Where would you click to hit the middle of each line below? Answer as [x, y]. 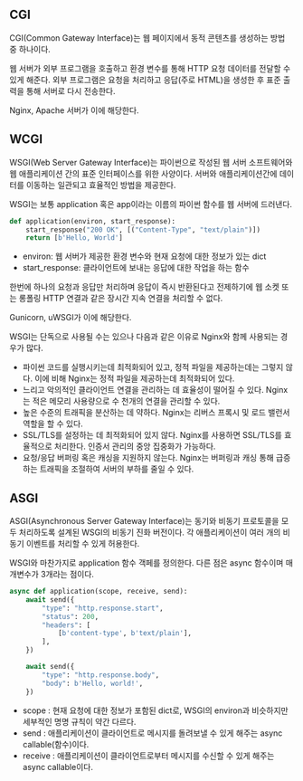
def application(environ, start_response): [93, 221]
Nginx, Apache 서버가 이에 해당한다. [74, 110]
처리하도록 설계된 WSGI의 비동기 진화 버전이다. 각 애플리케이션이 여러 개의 [150, 532]
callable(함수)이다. [56, 744]
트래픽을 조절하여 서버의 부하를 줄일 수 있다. [117, 469]
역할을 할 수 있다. [52, 424]
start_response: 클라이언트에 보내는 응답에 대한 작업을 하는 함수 [136, 268]
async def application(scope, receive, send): [99, 592]
